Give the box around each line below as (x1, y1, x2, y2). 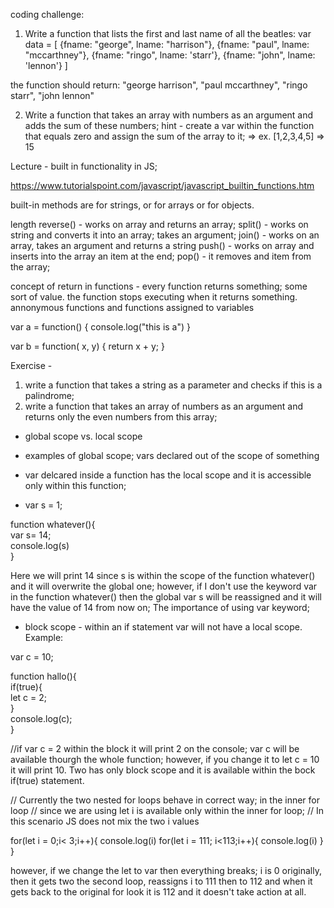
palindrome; (24, 390, 75, 401)
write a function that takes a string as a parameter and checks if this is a (24, 379, 323, 391)
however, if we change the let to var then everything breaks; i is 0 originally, (10, 865, 322, 876)
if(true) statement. (10, 775, 85, 786)
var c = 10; (10, 651, 54, 663)
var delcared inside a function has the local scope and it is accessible (24, 469, 312, 481)
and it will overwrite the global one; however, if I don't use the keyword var (10, 580, 318, 592)
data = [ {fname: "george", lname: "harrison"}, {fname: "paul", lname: (24, 39, 310, 50)
